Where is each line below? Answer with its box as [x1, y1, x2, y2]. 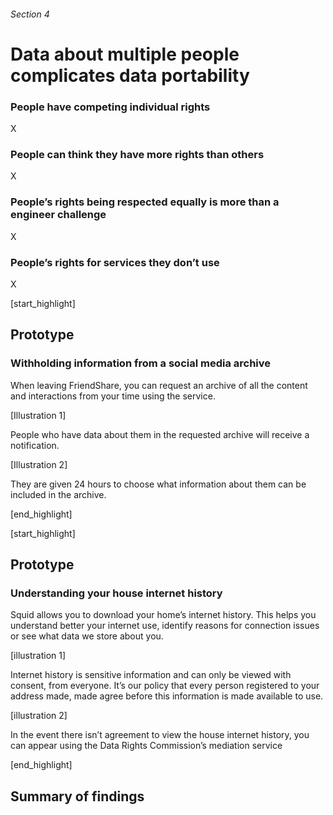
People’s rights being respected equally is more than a [10, 195, 280, 209]
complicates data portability [10, 64, 250, 87]
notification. [10, 439, 60, 451]
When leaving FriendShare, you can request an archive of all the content [10, 379, 308, 391]
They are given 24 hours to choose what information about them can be [10, 478, 307, 490]
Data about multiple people [10, 43, 240, 65]
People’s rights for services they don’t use [10, 255, 220, 269]
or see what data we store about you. [10, 630, 164, 642]
